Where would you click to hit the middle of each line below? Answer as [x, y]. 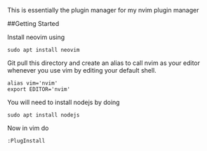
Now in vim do [28, 128]
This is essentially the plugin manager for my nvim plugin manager [103, 10]
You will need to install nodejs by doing [64, 102]
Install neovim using [36, 37]
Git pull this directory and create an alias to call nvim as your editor [103, 63]
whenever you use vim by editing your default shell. [82, 70]
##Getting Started [33, 23]
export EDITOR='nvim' [39, 89]
